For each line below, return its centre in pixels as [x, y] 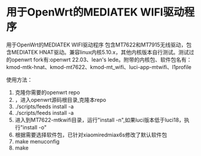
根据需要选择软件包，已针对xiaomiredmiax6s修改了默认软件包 [91, 135]
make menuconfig [37, 141]
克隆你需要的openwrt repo [47, 92]
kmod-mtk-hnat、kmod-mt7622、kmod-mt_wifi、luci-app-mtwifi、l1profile [99, 67]
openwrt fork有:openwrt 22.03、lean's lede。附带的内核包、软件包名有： [101, 60]
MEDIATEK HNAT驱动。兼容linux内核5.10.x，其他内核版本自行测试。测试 [100, 52]
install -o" [35, 127]
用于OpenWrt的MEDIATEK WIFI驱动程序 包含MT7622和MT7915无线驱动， [96, 45]
